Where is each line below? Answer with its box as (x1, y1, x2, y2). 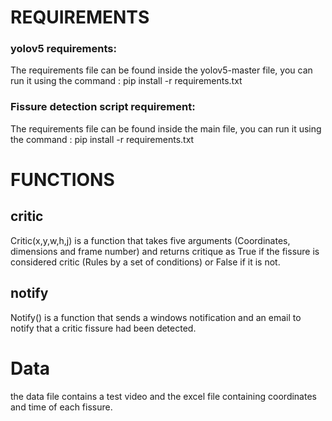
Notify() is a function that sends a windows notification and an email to (10, 311, 302, 323)
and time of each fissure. (10, 401, 113, 413)
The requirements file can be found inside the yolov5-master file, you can (10, 64, 313, 76)
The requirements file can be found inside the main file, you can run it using (10, 122, 322, 135)
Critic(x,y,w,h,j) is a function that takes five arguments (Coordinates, (10, 234, 291, 246)
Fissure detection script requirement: (10, 100, 196, 114)
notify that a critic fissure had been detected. (10, 322, 197, 334)
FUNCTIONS (10, 168, 115, 191)
